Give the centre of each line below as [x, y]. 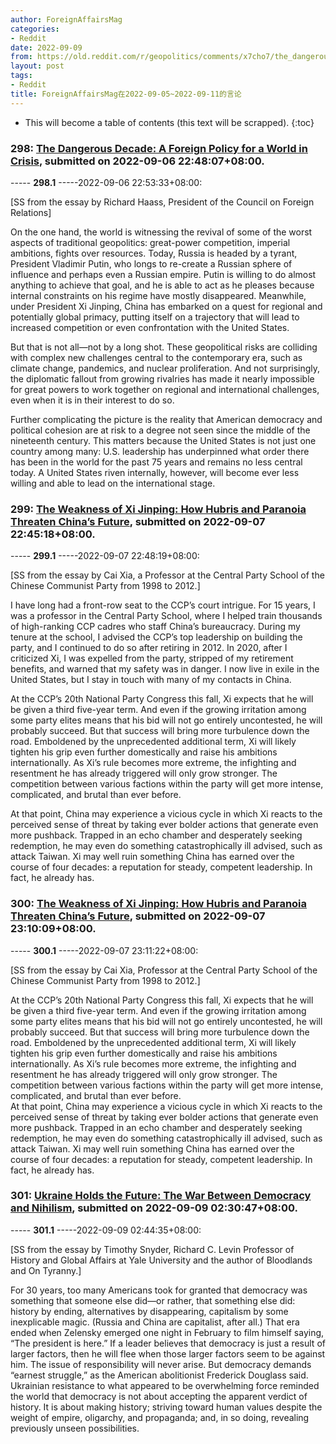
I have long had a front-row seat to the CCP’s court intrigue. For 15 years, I [163, 605]
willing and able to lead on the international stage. [113, 483]
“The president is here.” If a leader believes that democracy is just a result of [168, 1343]
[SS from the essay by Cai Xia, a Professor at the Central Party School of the [167, 575]
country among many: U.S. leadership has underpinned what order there [160, 451]
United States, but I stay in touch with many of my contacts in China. [151, 680]
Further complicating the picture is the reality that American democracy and [166, 419]
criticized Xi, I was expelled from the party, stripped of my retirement [152, 658]
